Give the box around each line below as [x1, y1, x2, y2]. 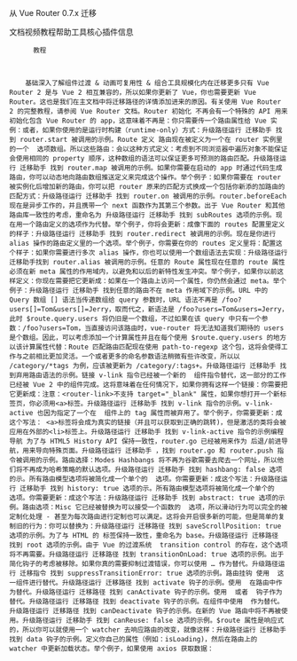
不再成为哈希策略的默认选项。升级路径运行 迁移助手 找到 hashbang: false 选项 [21, 465, 283, 474]
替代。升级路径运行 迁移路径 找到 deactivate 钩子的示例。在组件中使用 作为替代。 [9, 597, 285, 606]
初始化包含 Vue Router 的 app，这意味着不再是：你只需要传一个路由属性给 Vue [9, 116, 268, 125]
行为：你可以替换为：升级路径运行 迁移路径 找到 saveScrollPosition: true [28, 522, 282, 531]
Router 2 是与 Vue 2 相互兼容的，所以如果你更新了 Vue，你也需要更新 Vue [9, 88, 257, 97]
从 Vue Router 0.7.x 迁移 [9, 8, 98, 18]
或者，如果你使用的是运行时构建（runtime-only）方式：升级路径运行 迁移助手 [21, 126, 272, 135]
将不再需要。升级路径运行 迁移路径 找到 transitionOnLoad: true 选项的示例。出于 [9, 550, 285, 559]
